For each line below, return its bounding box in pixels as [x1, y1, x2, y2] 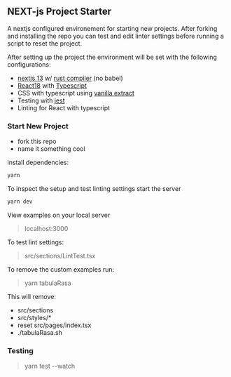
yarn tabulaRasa [24, 279, 71, 287]
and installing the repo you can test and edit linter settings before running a [7, 32, 224, 40]
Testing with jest [17, 96, 65, 105]
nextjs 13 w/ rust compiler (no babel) [17, 74, 124, 82]
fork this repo [17, 137, 57, 146]
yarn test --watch [24, 362, 76, 371]
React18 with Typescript [17, 81, 87, 90]
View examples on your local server [7, 211, 111, 219]
